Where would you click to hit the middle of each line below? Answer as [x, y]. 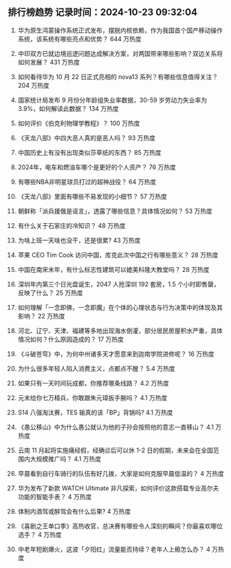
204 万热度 [34, 85]
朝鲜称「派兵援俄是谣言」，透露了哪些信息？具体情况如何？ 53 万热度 [115, 211]
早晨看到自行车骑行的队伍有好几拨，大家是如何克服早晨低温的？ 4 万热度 [121, 473]
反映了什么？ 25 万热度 [50, 293]
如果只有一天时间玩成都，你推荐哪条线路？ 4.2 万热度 [93, 383]
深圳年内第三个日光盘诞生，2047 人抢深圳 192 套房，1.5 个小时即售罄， [119, 284]
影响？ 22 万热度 [41, 316]
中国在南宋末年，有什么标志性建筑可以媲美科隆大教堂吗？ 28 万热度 [113, 269]
